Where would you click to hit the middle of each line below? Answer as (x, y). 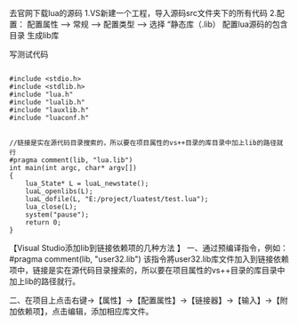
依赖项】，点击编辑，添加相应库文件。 (85, 311)
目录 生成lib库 (34, 35)
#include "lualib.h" (48, 102)
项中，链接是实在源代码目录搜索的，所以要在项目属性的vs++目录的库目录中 (147, 270)
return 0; (44, 223)
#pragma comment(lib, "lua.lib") (71, 160)
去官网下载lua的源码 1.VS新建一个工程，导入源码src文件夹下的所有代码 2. (143, 13)
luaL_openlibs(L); (59, 191)
